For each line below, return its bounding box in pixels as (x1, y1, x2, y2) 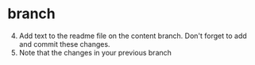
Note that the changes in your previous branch (18, 48, 172, 57)
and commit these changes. (18, 39, 110, 48)
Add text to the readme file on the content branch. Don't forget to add (18, 31, 247, 40)
